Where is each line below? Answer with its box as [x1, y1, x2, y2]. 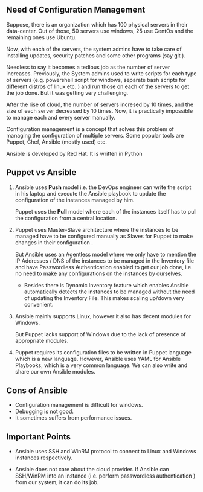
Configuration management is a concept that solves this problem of [6, 125, 174, 132]
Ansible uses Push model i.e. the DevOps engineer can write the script [14, 184, 192, 191]
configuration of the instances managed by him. [14, 196, 135, 203]
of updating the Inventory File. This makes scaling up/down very [24, 294, 184, 301]
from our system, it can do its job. [14, 479, 99, 486]
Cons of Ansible [6, 386, 68, 396]
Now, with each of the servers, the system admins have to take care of [6, 45, 182, 53]
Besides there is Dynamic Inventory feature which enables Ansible [24, 281, 189, 289]
